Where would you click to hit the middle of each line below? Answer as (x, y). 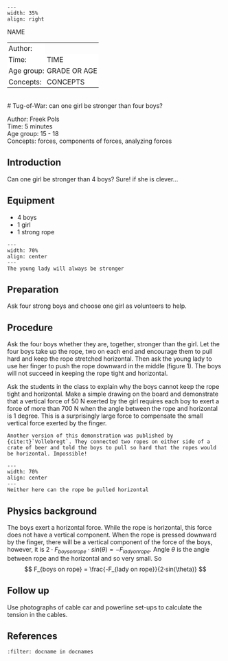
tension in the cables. (37, 614)
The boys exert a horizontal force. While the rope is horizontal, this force (110, 528)
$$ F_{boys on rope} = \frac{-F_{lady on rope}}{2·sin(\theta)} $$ (115, 569)
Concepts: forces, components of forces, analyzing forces (90, 141)
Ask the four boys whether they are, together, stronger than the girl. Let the (113, 344)
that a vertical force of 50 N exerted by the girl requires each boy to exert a (113, 401)
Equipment (31, 201)
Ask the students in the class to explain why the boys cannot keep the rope (113, 387)
